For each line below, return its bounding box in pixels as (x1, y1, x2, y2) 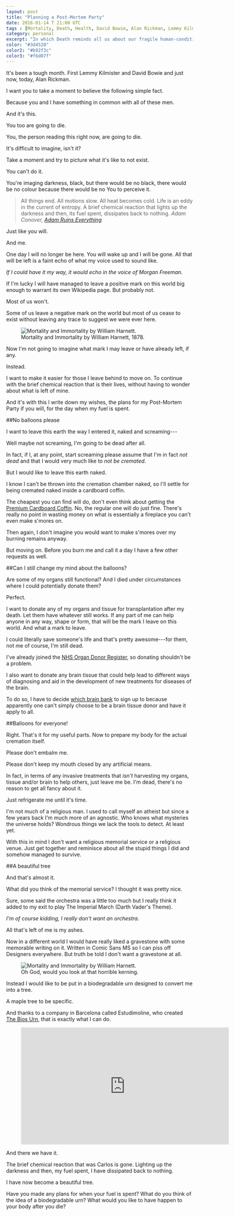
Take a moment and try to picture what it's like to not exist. (6, 156, 150, 164)
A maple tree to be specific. (6, 997, 74, 1005)
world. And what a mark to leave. (6, 624, 87, 631)
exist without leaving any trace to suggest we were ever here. (6, 316, 157, 323)
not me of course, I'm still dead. (6, 642, 84, 649)
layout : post (6, 8, 39, 15)
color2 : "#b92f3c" (6, 48, 52, 54)
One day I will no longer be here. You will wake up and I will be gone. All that (6, 250, 193, 257)
